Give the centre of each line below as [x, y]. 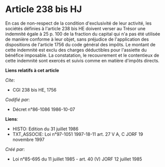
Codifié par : [18, 100]
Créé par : [15, 149]
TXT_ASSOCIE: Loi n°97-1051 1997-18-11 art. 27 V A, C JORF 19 [78, 134]
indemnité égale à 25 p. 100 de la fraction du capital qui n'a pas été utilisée [83, 34]
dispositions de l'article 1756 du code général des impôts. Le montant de [80, 44]
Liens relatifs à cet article [32, 70]
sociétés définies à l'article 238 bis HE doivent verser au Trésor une [75, 28]
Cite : [10, 80]
